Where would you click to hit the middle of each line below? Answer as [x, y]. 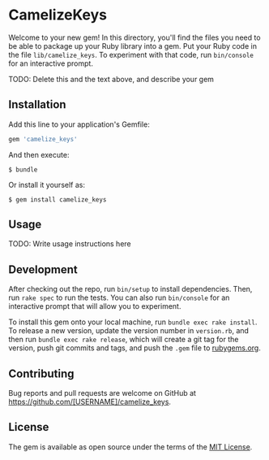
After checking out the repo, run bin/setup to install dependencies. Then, [130, 289]
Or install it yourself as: [47, 184]
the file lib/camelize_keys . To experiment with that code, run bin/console [131, 54]
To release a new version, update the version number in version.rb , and [129, 331]
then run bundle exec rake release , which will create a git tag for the [124, 340]
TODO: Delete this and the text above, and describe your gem [111, 79]
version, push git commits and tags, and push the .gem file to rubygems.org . [135, 348]
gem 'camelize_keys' [43, 139]
